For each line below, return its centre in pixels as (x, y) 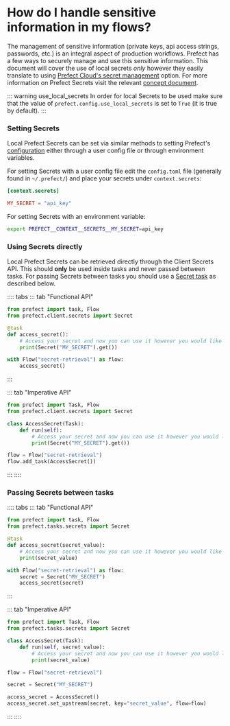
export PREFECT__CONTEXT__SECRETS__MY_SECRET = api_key (86, 229)
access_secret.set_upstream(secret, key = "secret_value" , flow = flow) (107, 704)
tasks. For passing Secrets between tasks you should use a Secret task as (112, 277)
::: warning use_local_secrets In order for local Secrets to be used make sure (115, 96)
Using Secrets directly (45, 246)
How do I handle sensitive (81, 13)
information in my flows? (79, 27)
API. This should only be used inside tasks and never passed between (106, 269)
